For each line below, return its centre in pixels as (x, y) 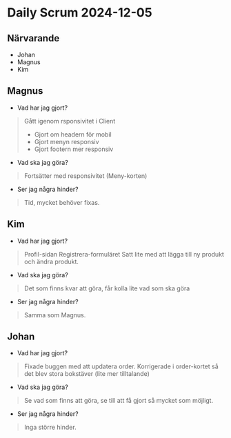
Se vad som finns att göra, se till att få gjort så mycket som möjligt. (119, 401)
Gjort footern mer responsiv (74, 149)
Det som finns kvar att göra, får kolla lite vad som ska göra (107, 288)
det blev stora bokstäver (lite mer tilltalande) (87, 374)
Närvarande (33, 38)
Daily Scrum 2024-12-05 (80, 13)
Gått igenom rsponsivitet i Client (70, 121)
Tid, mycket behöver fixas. (62, 202)
